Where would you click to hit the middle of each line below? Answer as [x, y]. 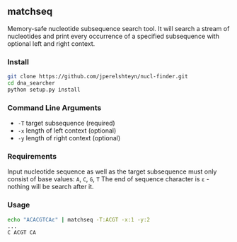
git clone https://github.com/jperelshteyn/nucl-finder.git [98, 77]
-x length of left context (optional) [67, 131]
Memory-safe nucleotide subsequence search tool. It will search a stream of [118, 28]
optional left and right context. [51, 43]
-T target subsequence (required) [66, 123]
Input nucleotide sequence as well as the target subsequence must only [112, 171]
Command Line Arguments [54, 107]
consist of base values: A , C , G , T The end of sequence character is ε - [109, 179]
